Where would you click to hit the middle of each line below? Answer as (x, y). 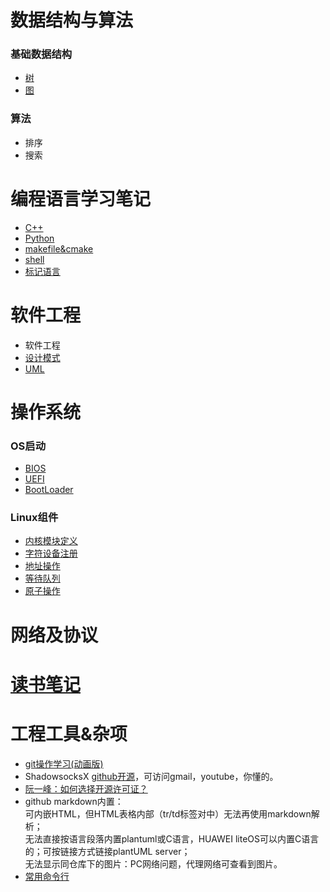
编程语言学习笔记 (81, 198)
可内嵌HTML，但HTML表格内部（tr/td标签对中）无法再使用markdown (168, 813)
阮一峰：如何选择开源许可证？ (86, 788)
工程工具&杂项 (69, 734)
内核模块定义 (51, 541)
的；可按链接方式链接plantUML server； (107, 851)
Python (39, 238)
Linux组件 (34, 518)
